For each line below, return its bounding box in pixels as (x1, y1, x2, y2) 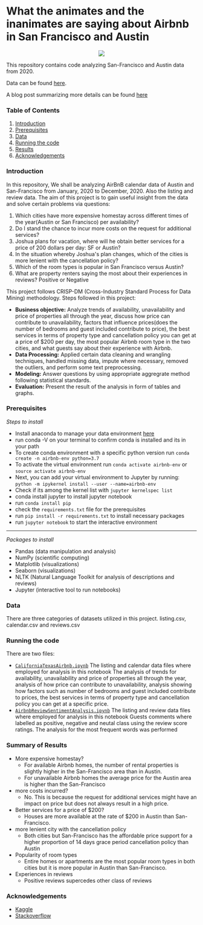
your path (14, 442, 39, 450)
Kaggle (14, 906, 33, 913)
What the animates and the (6, 4, 145, 18)
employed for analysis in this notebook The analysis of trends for (14, 668, 177, 675)
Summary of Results (6, 741, 68, 750)
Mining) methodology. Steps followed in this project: (6, 294, 136, 301)
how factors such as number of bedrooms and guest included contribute (14, 688, 196, 695)
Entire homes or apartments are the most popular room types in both (24, 857, 195, 865)
